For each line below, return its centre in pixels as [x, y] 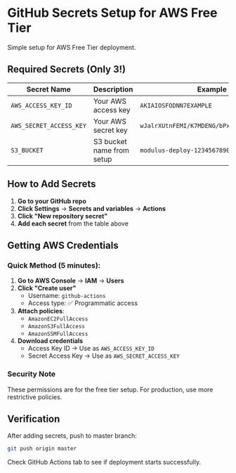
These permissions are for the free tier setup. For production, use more [110, 389]
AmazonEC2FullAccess [58, 319]
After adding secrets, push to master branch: [72, 436]
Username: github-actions [67, 296]
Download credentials [50, 341]
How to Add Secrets [52, 184]
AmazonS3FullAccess [57, 327]
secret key [110, 130]
